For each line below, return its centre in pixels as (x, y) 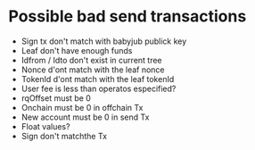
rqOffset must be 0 (56, 98)
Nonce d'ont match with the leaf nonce (93, 70)
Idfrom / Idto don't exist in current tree (91, 60)
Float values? (45, 126)
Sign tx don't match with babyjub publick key (104, 41)
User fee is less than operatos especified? (99, 88)
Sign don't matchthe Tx (64, 136)
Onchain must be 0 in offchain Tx (82, 107)
